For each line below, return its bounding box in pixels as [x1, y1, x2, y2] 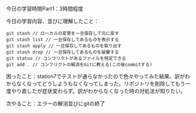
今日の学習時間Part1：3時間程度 [6, 5, 84, 12]
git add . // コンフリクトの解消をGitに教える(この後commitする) [6, 62, 153, 68]
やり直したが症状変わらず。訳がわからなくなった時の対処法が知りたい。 [11, 88, 187, 94]
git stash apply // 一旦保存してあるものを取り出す [6, 43, 122, 49]
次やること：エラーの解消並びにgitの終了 [6, 100, 105, 107]
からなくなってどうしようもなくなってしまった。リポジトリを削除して [6, 80, 175, 87]
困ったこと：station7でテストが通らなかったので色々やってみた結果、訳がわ [6, 73, 190, 79]
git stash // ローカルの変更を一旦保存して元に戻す [6, 31, 119, 36]
